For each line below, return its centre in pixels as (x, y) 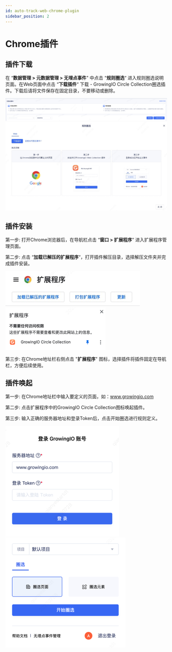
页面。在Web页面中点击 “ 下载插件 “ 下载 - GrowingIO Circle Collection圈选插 (85, 84)
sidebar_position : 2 (27, 16)
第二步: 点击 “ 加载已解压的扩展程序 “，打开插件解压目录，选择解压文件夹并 (83, 257)
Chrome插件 (32, 44)
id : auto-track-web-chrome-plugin (42, 11)
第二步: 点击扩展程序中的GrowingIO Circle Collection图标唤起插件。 (77, 407)
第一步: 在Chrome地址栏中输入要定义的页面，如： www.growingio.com (80, 396)
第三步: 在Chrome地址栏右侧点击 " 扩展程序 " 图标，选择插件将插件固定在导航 (86, 359)
